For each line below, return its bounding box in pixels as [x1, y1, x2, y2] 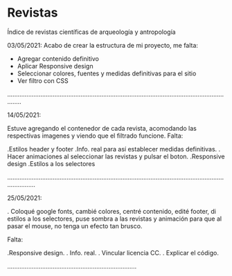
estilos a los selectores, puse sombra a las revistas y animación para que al [7, 214, 222, 223]
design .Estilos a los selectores [7, 159, 96, 167]
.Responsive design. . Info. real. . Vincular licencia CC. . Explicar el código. [7, 248, 220, 257]
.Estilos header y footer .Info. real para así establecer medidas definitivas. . [7, 145, 221, 153]
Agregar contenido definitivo [17, 54, 99, 63]
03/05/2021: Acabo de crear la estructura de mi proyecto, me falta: [7, 41, 199, 49]
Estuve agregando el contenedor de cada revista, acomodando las [7, 124, 197, 132]
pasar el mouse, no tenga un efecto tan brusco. [7, 221, 143, 230]
